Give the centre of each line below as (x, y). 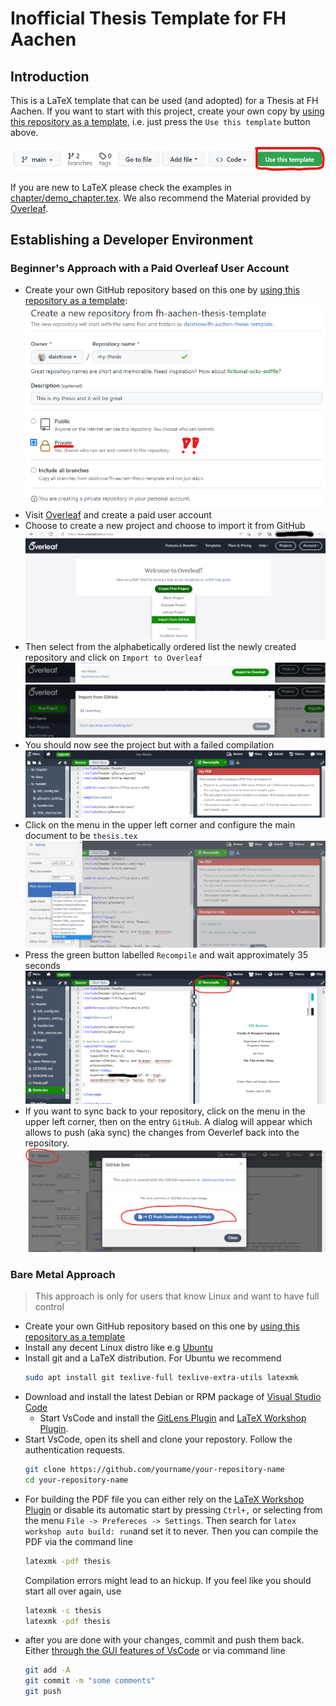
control (49, 1307)
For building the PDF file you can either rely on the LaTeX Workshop (164, 1499)
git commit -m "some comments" (90, 1681)
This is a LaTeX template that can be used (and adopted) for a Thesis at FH (164, 100)
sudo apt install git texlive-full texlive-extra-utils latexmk (161, 1378)
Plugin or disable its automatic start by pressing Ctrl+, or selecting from (173, 1509)
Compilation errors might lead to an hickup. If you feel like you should (168, 1580)
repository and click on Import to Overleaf (113, 658)
